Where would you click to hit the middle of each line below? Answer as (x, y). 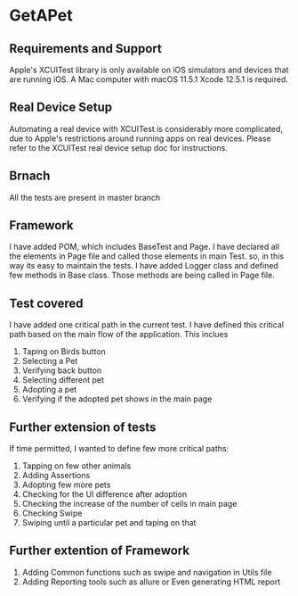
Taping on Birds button (64, 352)
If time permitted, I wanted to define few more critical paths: (119, 449)
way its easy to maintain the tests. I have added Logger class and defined (144, 266)
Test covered (46, 303)
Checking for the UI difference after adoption (105, 494)
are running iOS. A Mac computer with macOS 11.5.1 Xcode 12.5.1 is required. (149, 79)
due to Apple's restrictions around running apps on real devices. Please (140, 138)
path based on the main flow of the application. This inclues (119, 335)
